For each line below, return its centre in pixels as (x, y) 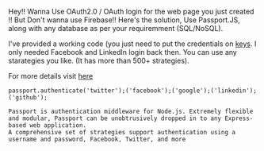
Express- (239, 118)
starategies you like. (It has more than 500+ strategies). (99, 60)
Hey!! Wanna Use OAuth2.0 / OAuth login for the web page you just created (131, 12)
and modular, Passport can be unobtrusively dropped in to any (115, 118)
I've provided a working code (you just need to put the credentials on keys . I (132, 44)
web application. (58, 126)
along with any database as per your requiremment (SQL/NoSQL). (116, 28)
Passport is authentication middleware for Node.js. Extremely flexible (131, 111)
